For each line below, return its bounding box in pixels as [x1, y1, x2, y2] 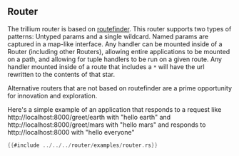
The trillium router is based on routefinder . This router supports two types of [7, 24, 232, 33]
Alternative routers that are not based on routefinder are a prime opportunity [7, 83, 233, 92]
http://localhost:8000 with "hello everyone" [7, 128, 135, 136]
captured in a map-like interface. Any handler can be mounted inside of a [7, 39, 223, 48]
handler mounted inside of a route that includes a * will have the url [7, 62, 205, 71]
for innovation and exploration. [7, 91, 98, 100]
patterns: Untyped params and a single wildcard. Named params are [7, 32, 209, 41]
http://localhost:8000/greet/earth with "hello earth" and [7, 113, 171, 121]
